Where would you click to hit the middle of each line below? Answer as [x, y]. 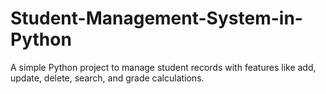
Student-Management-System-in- [156, 18]
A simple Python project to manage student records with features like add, [163, 67]
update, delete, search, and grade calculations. [107, 78]
